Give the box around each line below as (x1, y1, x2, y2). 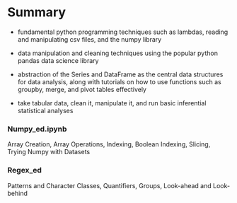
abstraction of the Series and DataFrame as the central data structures (17, 70, 224, 79)
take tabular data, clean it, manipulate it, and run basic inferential (17, 98, 207, 107)
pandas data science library (17, 56, 99, 64)
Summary (7, 4, 66, 21)
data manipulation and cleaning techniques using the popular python (17, 49, 218, 57)
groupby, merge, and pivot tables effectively (17, 85, 147, 93)
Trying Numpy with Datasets (7, 148, 91, 156)
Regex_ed (7, 166, 42, 175)
